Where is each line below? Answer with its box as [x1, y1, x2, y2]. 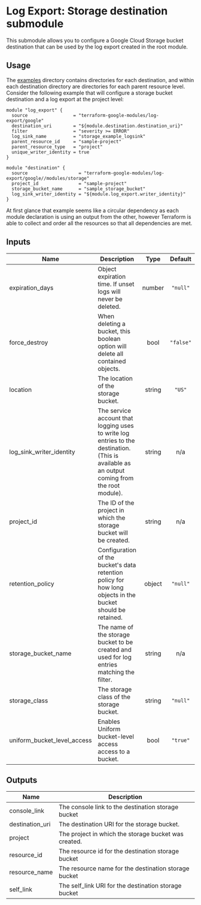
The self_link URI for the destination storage [59, 882, 182, 890]
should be [98, 605, 126, 614]
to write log [98, 429, 130, 437]
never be [98, 295, 123, 303]
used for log [98, 653, 132, 661]
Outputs [6, 775, 38, 785]
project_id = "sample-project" [11, 180, 127, 186]
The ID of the [98, 499, 135, 507]
